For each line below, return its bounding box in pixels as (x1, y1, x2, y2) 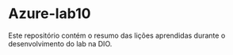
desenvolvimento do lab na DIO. (8, 38, 113, 48)
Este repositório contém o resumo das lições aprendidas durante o (8, 31, 226, 40)
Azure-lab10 (8, 5, 91, 23)
